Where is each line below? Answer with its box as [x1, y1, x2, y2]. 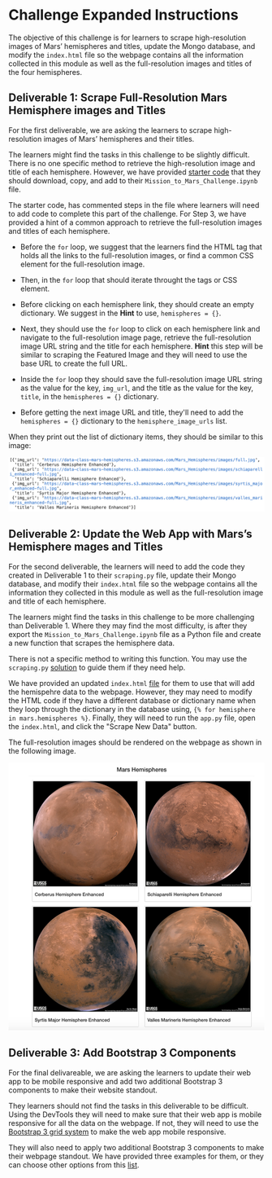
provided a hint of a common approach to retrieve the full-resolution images [8, 218, 262, 227]
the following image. [8, 745, 76, 755]
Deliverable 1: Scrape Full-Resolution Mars [8, 91, 227, 105]
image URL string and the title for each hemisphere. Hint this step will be [19, 341, 264, 351]
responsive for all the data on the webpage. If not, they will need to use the [8, 1118, 259, 1127]
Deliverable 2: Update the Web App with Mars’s [8, 527, 253, 541]
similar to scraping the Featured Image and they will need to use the [19, 349, 248, 359]
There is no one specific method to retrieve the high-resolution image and [8, 158, 256, 168]
